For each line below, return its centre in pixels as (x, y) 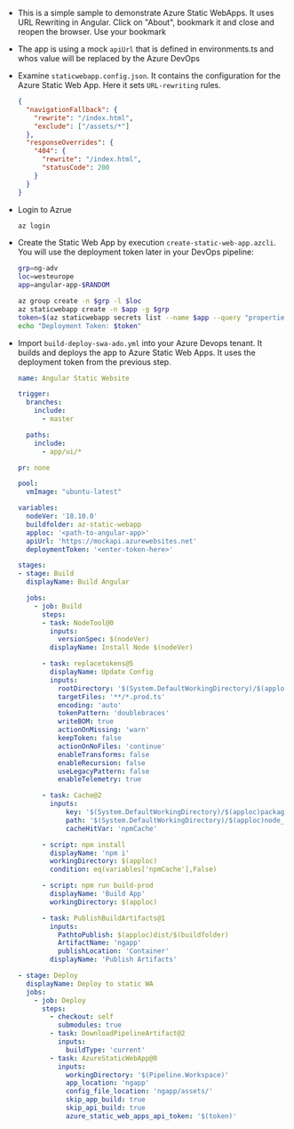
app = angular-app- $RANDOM (64, 285)
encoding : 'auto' (89, 705)
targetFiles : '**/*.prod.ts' (111, 697)
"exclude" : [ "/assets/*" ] (82, 126)
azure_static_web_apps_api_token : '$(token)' (151, 1116)
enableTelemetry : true (99, 779)
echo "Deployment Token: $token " (79, 326)
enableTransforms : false (103, 754)
